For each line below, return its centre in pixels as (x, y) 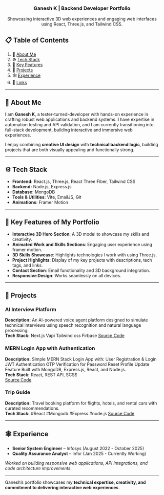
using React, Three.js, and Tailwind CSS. (82, 24)
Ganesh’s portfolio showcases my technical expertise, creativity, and (76, 482)
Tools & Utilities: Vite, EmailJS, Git (47, 197)
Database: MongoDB (33, 192)
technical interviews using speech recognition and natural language (73, 325)
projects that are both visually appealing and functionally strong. (70, 150)
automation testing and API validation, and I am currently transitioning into (79, 124)
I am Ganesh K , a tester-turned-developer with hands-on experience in (77, 114)
